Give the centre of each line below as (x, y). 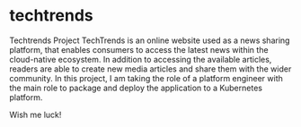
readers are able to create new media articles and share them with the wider (150, 69)
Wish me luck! (35, 114)
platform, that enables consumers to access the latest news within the (139, 49)
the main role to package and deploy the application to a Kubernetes (136, 88)
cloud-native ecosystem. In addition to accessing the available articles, (141, 59)
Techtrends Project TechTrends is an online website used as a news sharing (150, 40)
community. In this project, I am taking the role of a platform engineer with (146, 78)
